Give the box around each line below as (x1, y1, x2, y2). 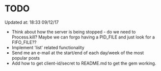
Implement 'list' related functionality (11, 44, 84, 50)
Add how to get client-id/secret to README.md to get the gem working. (11, 60, 157, 66)
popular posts (11, 55, 40, 61)
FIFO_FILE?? (11, 39, 37, 45)
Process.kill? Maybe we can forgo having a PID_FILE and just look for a (11, 34, 155, 40)
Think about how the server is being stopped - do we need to (11, 29, 136, 35)
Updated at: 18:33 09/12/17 (4, 19, 59, 25)
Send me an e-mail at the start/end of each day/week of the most (11, 50, 144, 56)
